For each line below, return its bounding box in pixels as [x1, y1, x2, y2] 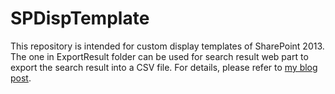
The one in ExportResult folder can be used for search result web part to [10, 50, 309, 62]
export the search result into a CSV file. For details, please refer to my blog [10, 61, 318, 73]
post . [10, 72, 32, 84]
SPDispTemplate [10, 7, 150, 30]
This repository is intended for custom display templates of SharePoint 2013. [10, 40, 325, 52]
